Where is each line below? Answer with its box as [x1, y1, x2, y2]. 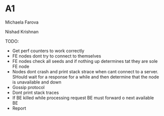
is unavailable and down [12, 79, 62, 85]
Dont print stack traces [12, 89, 59, 95]
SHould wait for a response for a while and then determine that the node [12, 74, 159, 80]
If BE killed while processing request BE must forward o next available [12, 94, 154, 101]
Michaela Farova [5, 19, 39, 25]
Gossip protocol [12, 84, 45, 90]
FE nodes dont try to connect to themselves [12, 53, 101, 59]
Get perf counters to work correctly [12, 48, 85, 54]
